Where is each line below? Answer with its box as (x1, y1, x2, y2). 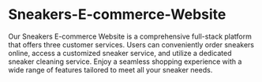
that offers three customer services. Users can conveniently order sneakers (8, 39, 255, 49)
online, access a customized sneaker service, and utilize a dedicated (8, 48, 232, 58)
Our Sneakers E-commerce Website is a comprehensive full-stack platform (8, 32, 253, 41)
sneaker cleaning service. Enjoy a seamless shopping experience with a (8, 57, 242, 66)
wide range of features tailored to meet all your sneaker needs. (8, 65, 213, 74)
